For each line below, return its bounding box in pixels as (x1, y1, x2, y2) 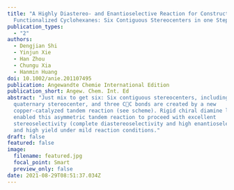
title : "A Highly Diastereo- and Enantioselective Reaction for (7, 10, 198, 17)
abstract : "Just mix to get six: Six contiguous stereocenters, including (7, 95, 229, 102)
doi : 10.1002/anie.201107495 (7, 74, 92, 82)
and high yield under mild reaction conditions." (13, 127, 160, 134)
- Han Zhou (13, 56, 45, 63)
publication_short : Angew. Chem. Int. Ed (7, 88, 130, 95)
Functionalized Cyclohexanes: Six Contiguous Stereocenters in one (13, 17, 214, 24)
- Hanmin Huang (13, 68, 58, 75)
